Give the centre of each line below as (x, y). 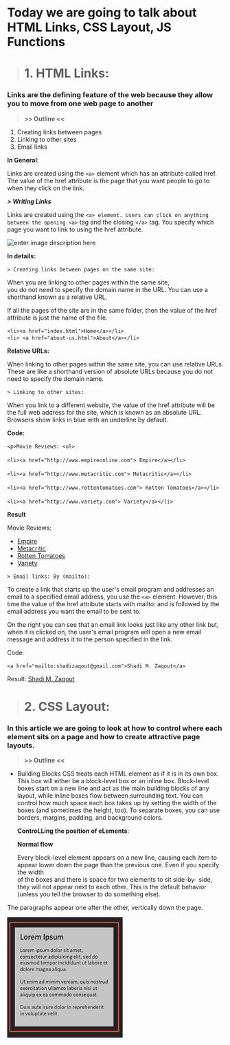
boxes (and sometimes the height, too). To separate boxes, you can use (118, 810)
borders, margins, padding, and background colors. (90, 818)
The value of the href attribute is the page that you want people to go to (108, 180)
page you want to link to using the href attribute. (75, 229)
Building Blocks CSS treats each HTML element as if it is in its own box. (118, 774)
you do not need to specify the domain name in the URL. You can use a (107, 289)
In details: (22, 256)
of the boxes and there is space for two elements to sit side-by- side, (115, 880)
